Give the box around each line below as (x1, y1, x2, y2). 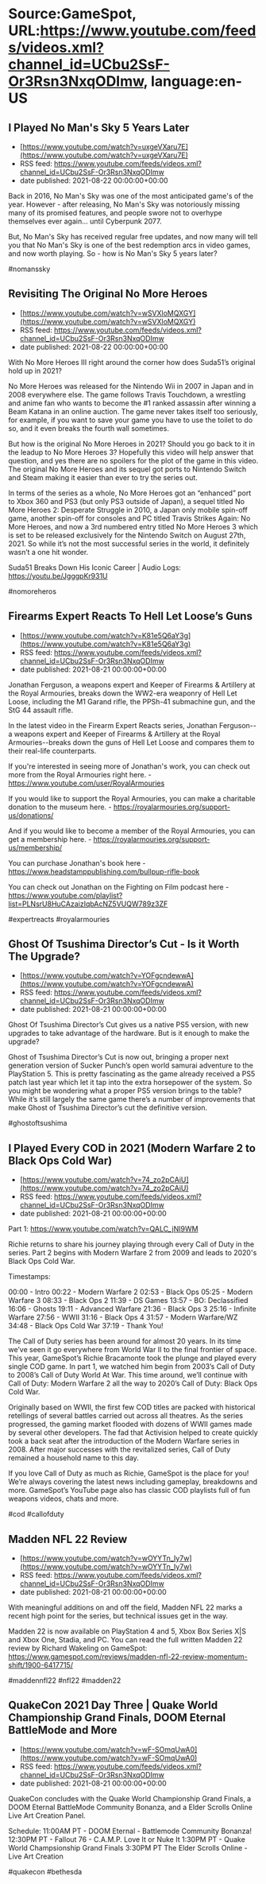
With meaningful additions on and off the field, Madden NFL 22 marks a (8, 1603, 243, 1612)
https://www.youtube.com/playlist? (8, 890, 123, 900)
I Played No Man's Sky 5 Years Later (8, 121, 190, 134)
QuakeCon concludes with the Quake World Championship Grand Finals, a (8, 1793, 252, 1803)
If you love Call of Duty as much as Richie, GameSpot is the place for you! (8, 1468, 249, 1479)
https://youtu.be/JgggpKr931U (8, 571, 109, 580)
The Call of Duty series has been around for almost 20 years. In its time (8, 1336, 241, 1346)
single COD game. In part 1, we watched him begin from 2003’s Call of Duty (8, 1362, 256, 1371)
